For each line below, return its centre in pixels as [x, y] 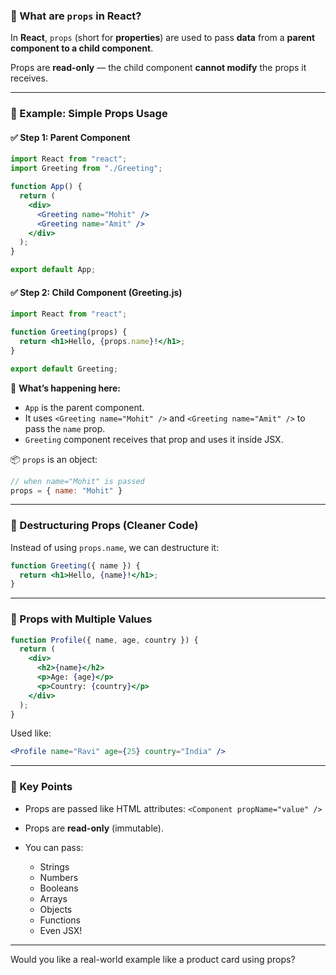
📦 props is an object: [54, 459]
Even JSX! [61, 930]
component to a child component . [82, 48]
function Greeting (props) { [69, 332]
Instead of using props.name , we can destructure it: [115, 547]
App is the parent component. [84, 407]
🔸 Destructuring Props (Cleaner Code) [104, 526]
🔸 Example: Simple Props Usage [89, 114]
